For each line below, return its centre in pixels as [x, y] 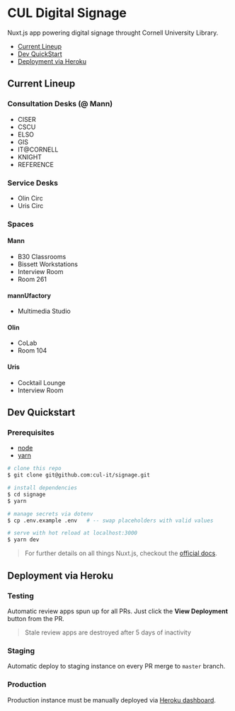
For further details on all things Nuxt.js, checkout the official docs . [121, 553]
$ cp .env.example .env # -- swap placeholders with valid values [110, 521]
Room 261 [32, 279]
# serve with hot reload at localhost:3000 [73, 533]
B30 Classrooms [42, 257]
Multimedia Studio [44, 311]
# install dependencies [42, 488]
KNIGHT [30, 157]
